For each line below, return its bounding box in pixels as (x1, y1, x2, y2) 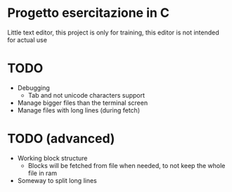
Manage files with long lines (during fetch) (17, 105, 141, 114)
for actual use (7, 35, 48, 44)
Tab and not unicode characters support (27, 91, 146, 99)
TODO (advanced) (7, 131, 115, 147)
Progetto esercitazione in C (7, 5, 170, 21)
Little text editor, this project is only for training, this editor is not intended (7, 28, 219, 37)
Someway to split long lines (17, 176, 97, 184)
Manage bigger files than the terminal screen (17, 98, 148, 107)
